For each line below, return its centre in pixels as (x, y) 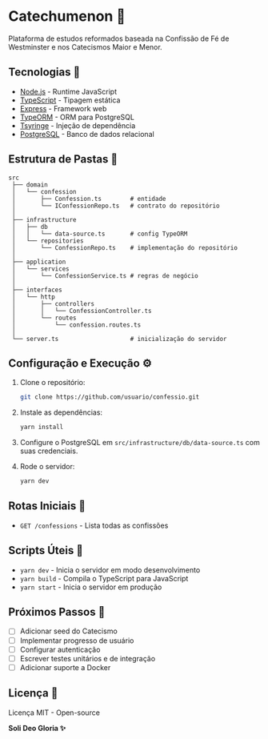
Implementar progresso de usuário (77, 641)
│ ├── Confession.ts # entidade (89, 199)
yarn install (42, 428)
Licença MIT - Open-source (54, 713)
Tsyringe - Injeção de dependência (78, 125)
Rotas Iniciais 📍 (47, 506)
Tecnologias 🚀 (44, 72)
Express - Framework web (63, 108)
